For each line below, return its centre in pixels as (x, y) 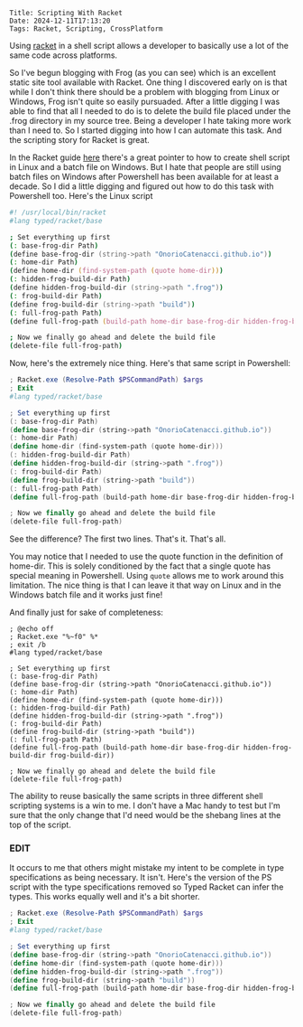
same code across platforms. (64, 55)
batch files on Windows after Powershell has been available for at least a (144, 177)
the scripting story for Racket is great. (80, 140)
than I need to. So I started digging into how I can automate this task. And (146, 130)
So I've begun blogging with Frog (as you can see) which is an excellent (143, 73)
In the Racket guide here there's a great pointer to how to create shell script (150, 157)
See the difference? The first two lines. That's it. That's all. (118, 539)
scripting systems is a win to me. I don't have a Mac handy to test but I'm (145, 806)
